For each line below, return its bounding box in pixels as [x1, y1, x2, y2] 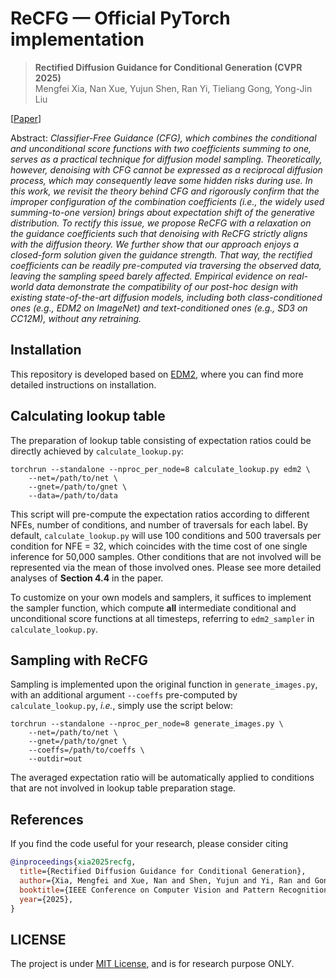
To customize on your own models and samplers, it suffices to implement [10, 591, 312, 603]
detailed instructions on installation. [10, 378, 157, 391]
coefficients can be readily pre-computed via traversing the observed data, [10, 259, 322, 271]
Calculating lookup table [10, 408, 166, 425]
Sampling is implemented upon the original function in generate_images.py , [10, 678, 318, 691]
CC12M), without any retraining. [10, 312, 142, 324]
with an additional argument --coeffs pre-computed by [10, 689, 238, 701]
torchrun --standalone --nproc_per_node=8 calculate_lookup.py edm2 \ [10, 464, 311, 474]
